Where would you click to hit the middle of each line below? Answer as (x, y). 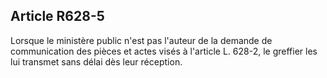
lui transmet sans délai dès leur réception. (96, 61)
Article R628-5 (57, 16)
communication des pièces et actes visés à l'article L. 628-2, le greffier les (164, 51)
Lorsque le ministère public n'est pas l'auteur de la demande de (141, 40)
